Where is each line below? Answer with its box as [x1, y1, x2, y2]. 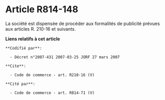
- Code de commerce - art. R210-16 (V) [10, 72, 95, 78]
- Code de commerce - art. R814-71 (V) [10, 90, 95, 95]
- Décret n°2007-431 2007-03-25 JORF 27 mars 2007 [10, 55, 120, 60]
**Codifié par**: [5, 45, 42, 51]
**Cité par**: [5, 81, 36, 86]
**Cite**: [5, 63, 27, 68]
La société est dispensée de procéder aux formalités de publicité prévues [5, 20, 160, 27]
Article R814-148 [5, 4, 79, 15]
